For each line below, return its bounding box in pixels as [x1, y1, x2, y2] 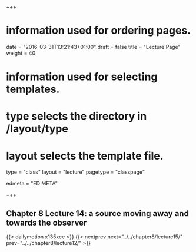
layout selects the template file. [6, 149, 164, 163]
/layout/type [6, 122, 69, 135]
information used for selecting [6, 70, 158, 84]
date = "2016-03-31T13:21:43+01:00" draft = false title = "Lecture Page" [6, 43, 181, 50]
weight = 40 [6, 49, 36, 57]
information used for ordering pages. [6, 24, 191, 37]
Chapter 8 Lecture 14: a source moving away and [6, 208, 190, 218]
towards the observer [6, 217, 87, 227]
